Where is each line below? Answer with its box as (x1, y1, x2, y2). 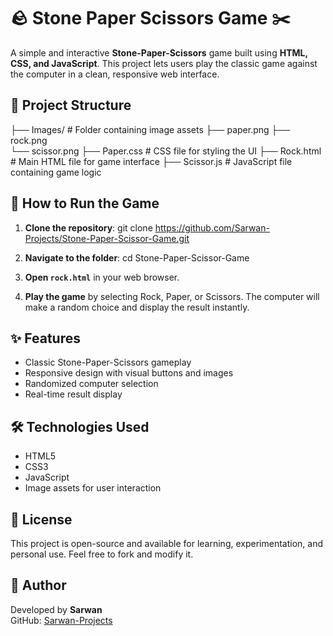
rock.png (10, 134, 48, 146)
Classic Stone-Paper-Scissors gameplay (24, 356, 192, 369)
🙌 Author (10, 577, 67, 594)
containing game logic (10, 166, 102, 178)
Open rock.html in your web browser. (24, 271, 180, 283)
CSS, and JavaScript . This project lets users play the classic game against (10, 57, 318, 69)
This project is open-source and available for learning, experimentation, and (10, 538, 323, 549)
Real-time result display (24, 388, 123, 400)
